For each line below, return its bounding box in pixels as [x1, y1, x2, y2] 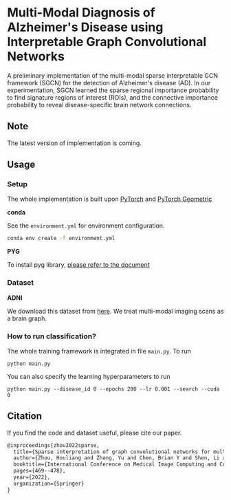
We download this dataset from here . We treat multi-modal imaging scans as [7, 307, 224, 315]
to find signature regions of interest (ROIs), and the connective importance [7, 93, 219, 101]
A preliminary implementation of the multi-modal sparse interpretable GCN [7, 71, 219, 80]
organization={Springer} [13, 480, 85, 487]
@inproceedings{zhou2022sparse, [7, 442, 100, 448]
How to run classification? [7, 331, 96, 341]
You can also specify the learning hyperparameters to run [7, 372, 170, 380]
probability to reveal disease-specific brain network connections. [7, 100, 192, 109]
